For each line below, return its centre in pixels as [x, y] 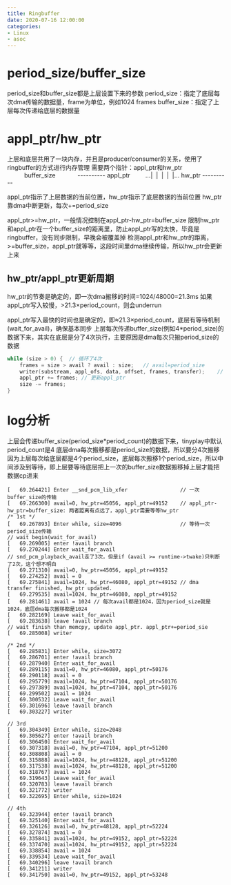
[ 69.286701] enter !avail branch [60, 657]
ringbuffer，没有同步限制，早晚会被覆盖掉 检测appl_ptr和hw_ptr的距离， [110, 237]
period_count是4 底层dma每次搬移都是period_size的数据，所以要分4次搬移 [113, 450]
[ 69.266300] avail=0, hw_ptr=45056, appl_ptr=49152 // [97, 503]
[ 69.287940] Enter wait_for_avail [61, 663]
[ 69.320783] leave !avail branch [60, 784]
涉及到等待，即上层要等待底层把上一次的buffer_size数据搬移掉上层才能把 [116, 467]
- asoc [17, 39]
